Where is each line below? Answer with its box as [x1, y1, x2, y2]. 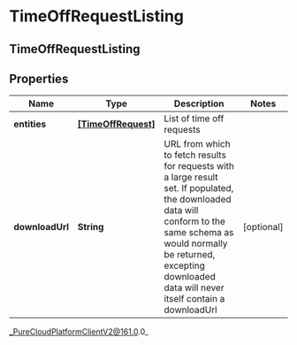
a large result [164, 171, 218, 183]
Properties [9, 71, 69, 86]
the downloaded [164, 193, 232, 205]
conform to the [164, 215, 225, 227]
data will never [164, 281, 225, 294]
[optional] [242, 221, 284, 234]
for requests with [164, 160, 234, 172]
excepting [164, 259, 206, 272]
